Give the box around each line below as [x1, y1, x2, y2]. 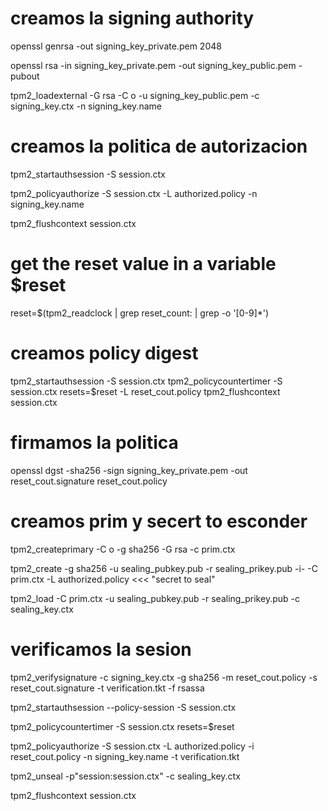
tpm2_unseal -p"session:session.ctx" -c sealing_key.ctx [10, 770, 241, 782]
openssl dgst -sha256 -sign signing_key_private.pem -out [10, 464, 248, 476]
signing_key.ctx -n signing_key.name [10, 100, 162, 112]
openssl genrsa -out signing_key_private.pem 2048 [10, 40, 222, 52]
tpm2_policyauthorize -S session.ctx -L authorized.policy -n [10, 187, 258, 199]
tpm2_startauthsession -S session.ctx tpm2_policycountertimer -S [10, 375, 283, 387]
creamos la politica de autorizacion [10, 135, 308, 158]
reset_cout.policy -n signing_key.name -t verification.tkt [10, 750, 240, 762]
